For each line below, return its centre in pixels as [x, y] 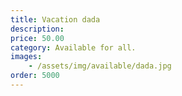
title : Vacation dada [55, 19]
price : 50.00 [37, 38]
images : [26, 57]
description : [37, 29]
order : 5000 [35, 76]
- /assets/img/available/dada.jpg [100, 66]
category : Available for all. [73, 47]
